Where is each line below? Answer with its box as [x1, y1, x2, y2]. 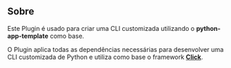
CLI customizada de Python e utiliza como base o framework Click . [7, 53, 203, 61]
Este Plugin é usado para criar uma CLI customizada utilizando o [7, 24, 195, 32]
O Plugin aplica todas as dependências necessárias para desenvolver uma [7, 45, 224, 53]
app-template [7, 32, 49, 40]
